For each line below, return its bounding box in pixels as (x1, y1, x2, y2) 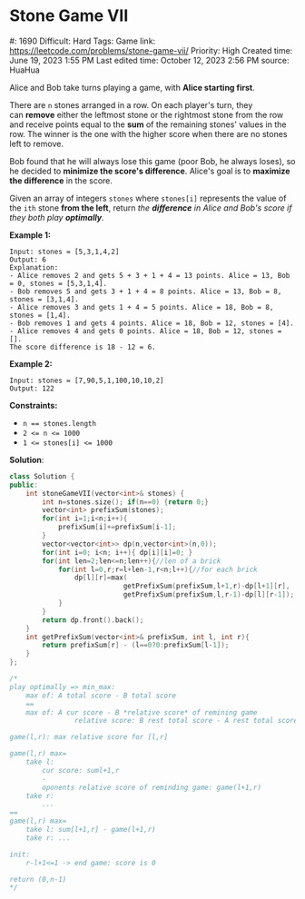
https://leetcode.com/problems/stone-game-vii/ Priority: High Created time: (9, 44, 293, 55)
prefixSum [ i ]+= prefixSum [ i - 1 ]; (57, 523, 177, 532)
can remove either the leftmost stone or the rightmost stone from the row (9, 109, 284, 120)
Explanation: (9, 262, 59, 272)
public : (9, 480, 39, 489)
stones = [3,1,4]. (9, 294, 79, 304)
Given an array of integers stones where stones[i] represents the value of (9, 193, 287, 203)
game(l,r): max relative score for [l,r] (9, 733, 169, 742)
